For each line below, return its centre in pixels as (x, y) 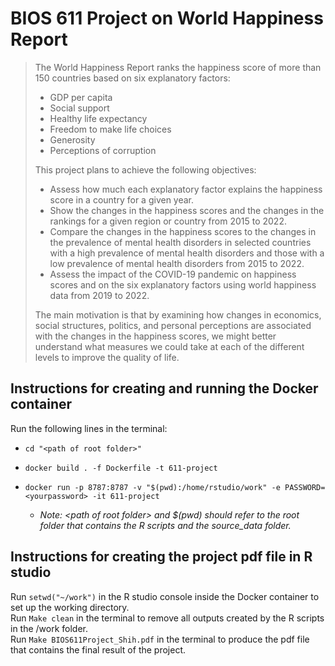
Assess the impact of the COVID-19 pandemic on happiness (173, 274)
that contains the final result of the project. (98, 649)
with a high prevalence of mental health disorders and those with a (187, 253)
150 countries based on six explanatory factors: (132, 78)
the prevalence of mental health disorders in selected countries (180, 242)
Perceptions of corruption (103, 150)
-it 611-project (126, 496)
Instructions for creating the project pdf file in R (161, 557)
